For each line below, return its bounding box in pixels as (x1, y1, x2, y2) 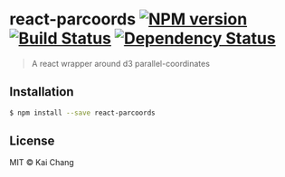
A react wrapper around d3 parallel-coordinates (31, 58, 211, 69)
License (9, 134, 55, 149)
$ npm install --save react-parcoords (9, 108, 156, 117)
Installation (9, 84, 74, 99)
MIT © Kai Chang (9, 157, 74, 168)
